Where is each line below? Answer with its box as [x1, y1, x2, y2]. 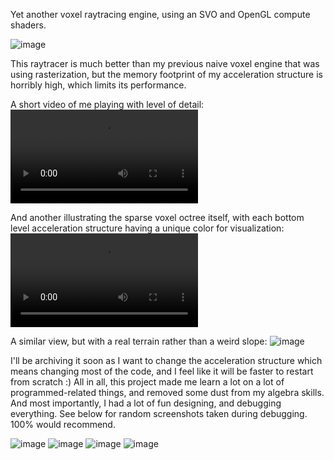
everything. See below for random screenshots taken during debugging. [10, 408, 308, 419]
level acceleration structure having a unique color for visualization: [10, 222, 285, 234]
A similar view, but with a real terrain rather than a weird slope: [10, 335, 268, 347]
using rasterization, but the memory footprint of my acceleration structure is [10, 69, 323, 80]
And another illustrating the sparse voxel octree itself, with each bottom [10, 212, 305, 223]
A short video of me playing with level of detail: [10, 99, 205, 110]
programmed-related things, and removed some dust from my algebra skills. [10, 387, 325, 398]
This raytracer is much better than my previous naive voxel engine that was [10, 58, 320, 69]
